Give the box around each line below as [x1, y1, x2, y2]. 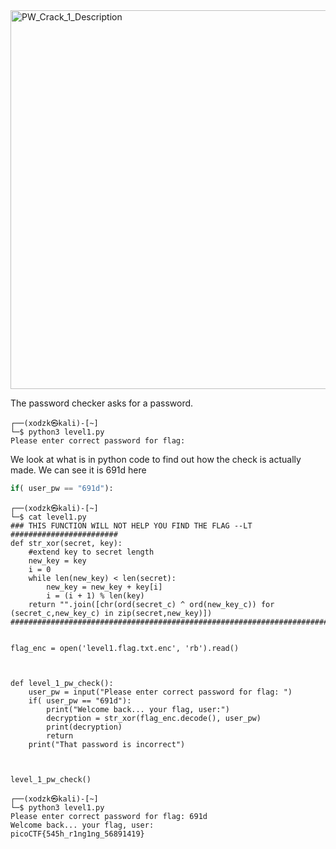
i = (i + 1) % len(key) [46, 590, 145, 601]
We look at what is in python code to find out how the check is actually [10, 454, 302, 465]
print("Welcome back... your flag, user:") [46, 704, 230, 714]
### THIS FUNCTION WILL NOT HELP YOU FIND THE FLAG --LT [10, 520, 253, 531]
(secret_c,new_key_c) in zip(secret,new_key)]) [10, 608, 213, 618]
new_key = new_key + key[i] [46, 582, 163, 592]
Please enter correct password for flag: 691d [10, 811, 208, 821]
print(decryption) [46, 722, 123, 732]
